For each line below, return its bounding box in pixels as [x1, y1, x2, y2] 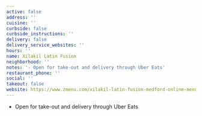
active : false [6, 8, 42, 15]
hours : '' [6, 48, 31, 54]
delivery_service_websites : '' [6, 42, 85, 48]
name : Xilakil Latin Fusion [6, 53, 77, 59]
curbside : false [6, 25, 47, 32]
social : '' [6, 75, 34, 81]
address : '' [6, 14, 36, 20]
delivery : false [6, 36, 47, 42]
